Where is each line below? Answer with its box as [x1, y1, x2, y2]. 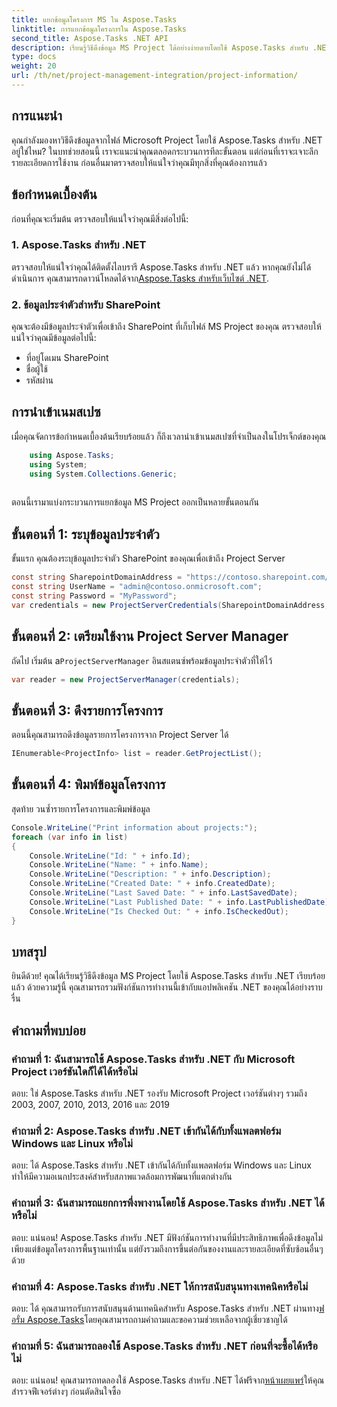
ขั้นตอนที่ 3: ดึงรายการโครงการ [11, 702, 164, 719]
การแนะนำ [11, 107, 63, 125]
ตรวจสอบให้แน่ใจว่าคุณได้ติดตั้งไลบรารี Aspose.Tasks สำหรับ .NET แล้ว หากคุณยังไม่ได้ [11, 261, 312, 273]
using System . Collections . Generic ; [29, 469, 178, 479]
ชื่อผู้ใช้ [25, 363, 48, 375]
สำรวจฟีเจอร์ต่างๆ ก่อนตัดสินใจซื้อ [11, 1386, 121, 1398]
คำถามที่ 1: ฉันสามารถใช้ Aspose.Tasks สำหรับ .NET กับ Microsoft [11, 1052, 296, 1066]
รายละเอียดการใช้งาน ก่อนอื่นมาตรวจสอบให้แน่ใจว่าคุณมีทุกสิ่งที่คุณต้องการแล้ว [11, 156, 268, 168]
